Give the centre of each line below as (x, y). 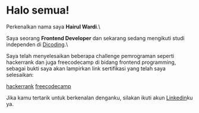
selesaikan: (20, 75)
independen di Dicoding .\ (37, 44)
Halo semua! (38, 10)
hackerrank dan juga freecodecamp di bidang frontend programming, (91, 62)
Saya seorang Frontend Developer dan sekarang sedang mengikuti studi (95, 38)
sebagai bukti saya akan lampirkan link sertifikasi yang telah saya (86, 68)
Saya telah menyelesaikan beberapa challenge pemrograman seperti (90, 56)
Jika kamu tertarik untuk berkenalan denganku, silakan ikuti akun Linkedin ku (99, 98)
